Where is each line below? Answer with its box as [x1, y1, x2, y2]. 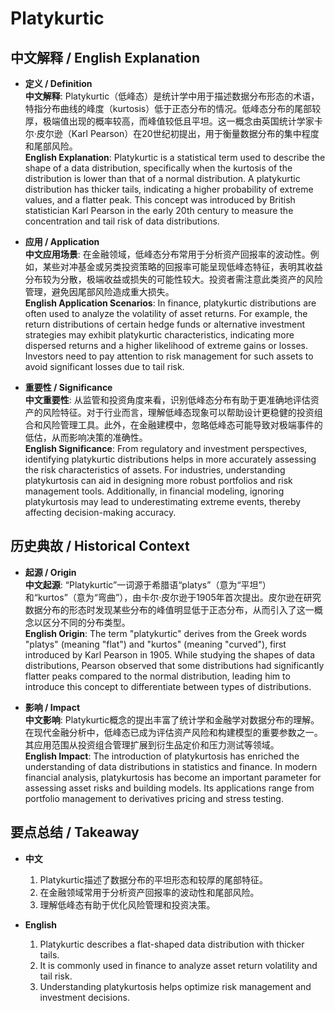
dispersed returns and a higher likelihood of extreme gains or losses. [24, 340, 308, 351]
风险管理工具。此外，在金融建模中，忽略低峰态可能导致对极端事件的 [42, 419, 323, 431]
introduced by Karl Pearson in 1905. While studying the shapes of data [24, 648, 316, 661]
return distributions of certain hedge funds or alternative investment [24, 318, 306, 330]
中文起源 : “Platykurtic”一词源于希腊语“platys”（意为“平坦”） [24, 578, 272, 591]
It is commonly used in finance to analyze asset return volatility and [39, 959, 318, 971]
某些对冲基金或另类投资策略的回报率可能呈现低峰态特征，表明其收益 [42, 261, 323, 272]
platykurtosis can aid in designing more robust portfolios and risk [24, 475, 293, 486]
